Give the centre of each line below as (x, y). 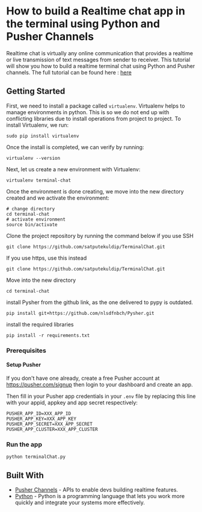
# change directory (31, 209)
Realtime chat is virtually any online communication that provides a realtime (100, 53)
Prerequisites (26, 350)
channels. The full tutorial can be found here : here (69, 72)
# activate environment (36, 219)
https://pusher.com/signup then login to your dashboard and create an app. (100, 384)
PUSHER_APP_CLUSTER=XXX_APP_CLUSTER (52, 429)
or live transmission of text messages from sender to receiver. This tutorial (98, 59)
